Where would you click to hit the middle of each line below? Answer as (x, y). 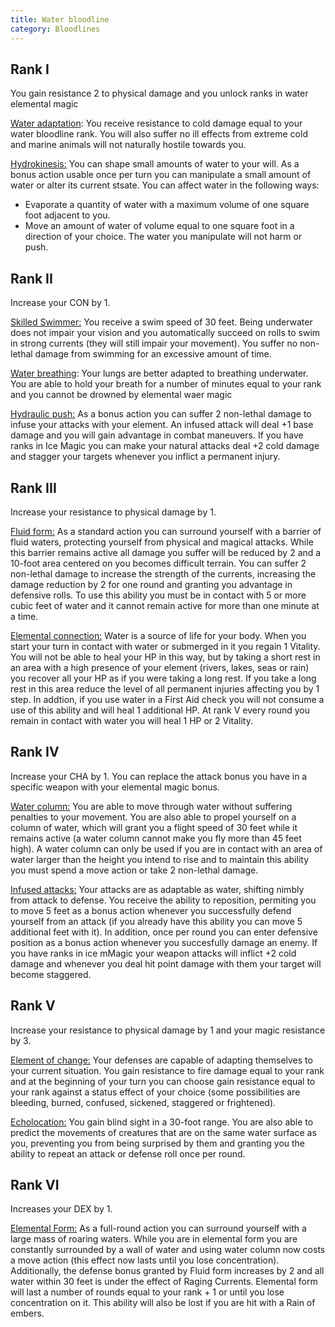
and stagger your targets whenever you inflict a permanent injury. (145, 457)
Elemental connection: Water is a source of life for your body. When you (158, 635)
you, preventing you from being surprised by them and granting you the (158, 1143)
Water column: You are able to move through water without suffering (151, 806)
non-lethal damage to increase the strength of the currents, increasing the (163, 573)
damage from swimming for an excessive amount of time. (153, 354)
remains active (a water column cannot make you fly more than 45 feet (156, 838)
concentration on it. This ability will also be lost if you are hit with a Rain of (163, 1303)
